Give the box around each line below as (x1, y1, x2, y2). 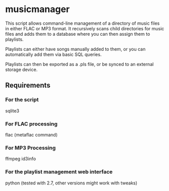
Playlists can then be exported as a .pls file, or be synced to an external (5, 61, 154, 67)
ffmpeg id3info (5, 156, 36, 162)
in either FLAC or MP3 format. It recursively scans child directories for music (5, 25, 164, 31)
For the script (5, 96, 39, 103)
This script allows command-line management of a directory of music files (5, 20, 160, 26)
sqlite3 (5, 107, 19, 114)
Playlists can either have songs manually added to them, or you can (5, 46, 146, 52)
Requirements (5, 81, 50, 90)
